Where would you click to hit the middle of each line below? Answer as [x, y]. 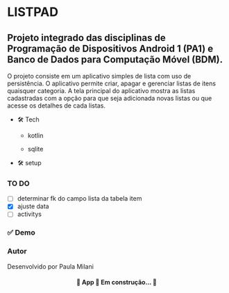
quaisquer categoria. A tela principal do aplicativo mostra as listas [101, 91]
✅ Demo [22, 233]
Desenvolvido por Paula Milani [50, 266]
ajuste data [33, 206]
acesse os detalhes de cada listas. [57, 106]
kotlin [35, 135]
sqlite [35, 149]
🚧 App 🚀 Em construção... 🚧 [117, 283]
